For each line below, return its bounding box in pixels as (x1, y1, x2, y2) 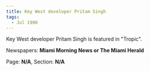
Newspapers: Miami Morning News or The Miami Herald (6, 47, 145, 54)
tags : (6, 14, 19, 20)
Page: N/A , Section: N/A (6, 58, 65, 65)
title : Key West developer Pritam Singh (6, 8, 107, 15)
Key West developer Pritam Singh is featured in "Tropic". (6, 36, 142, 43)
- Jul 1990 (11, 19, 38, 25)
